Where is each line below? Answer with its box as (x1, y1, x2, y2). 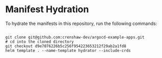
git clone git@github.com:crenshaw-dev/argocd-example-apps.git (5, 35, 145, 40)
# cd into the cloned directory (5, 39, 74, 44)
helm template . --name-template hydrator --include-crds (5, 48, 131, 53)
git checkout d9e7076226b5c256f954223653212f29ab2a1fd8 (5, 43, 126, 49)
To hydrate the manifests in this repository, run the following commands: (5, 20, 157, 26)
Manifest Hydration (5, 4, 89, 15)
